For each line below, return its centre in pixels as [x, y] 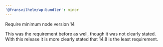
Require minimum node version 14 [40, 24]
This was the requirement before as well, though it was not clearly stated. [81, 33]
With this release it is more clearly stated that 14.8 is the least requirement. [82, 39]
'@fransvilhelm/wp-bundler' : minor [42, 10]
